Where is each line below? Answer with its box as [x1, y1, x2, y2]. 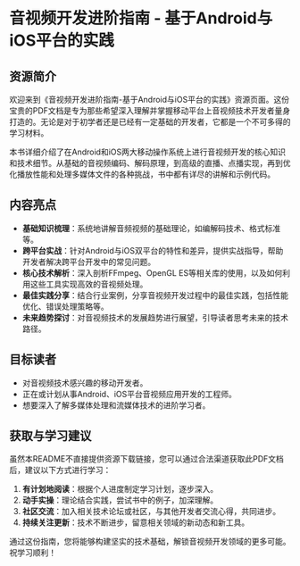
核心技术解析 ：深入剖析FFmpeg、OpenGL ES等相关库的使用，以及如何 [21, 267, 283, 278]
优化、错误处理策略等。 [21, 301, 109, 312]
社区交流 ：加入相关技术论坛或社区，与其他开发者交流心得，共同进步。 [21, 506, 281, 517]
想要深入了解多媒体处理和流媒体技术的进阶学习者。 [21, 399, 211, 411]
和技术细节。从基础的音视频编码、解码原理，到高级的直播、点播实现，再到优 [9, 158, 291, 168]
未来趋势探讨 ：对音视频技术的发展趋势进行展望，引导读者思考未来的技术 [21, 312, 288, 322]
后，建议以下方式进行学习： [9, 465, 112, 476]
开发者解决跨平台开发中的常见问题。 [21, 256, 156, 267]
